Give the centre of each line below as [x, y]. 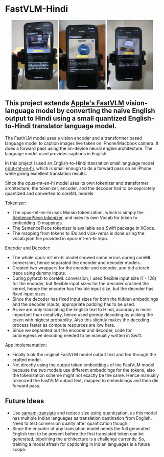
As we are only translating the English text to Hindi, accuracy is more [81, 309]
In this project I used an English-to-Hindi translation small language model [80, 163]
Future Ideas [24, 401]
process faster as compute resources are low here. [64, 325]
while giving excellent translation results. [46, 173]
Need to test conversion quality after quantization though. [70, 423]
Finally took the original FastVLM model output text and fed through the [84, 354]
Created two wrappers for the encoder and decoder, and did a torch [81, 267]
